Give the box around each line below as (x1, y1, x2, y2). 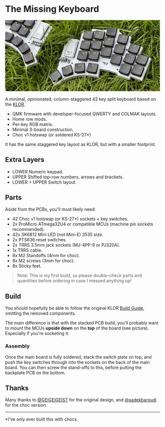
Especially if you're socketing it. (5, 330, 70, 336)
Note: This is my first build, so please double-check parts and (17, 272, 142, 279)
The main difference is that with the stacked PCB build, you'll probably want (5, 320, 159, 326)
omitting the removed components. (5, 310, 76, 316)
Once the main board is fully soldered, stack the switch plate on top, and (5, 354, 152, 360)
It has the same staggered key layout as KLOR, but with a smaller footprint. (5, 141, 156, 147)
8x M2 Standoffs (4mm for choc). (12, 253, 80, 259)
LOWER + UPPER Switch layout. (12, 179, 77, 185)
